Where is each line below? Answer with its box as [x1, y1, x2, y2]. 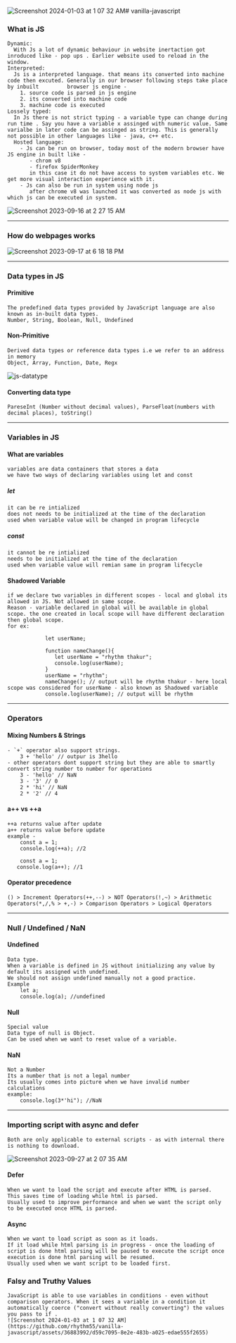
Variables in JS [7, 433, 60, 442]
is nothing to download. [7, 1142, 80, 1149]
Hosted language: [13, 139, 65, 146]
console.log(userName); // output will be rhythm [44, 691, 193, 698]
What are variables [7, 450, 64, 458]
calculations [7, 1085, 46, 1092]
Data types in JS [7, 271, 65, 281]
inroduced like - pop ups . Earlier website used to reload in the [7, 53, 209, 60]
